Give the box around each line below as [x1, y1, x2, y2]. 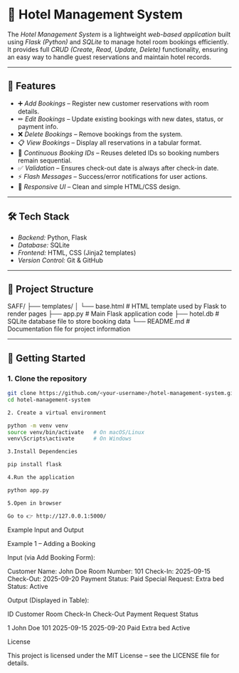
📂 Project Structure [7, 283, 94, 295]
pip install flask [7, 461, 62, 468]
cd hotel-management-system [7, 396, 91, 404]
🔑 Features [7, 80, 56, 92]
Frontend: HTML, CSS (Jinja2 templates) [17, 248, 137, 257]
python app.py [7, 486, 50, 494]
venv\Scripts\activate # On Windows [7, 435, 132, 443]
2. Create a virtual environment [7, 409, 107, 416]
